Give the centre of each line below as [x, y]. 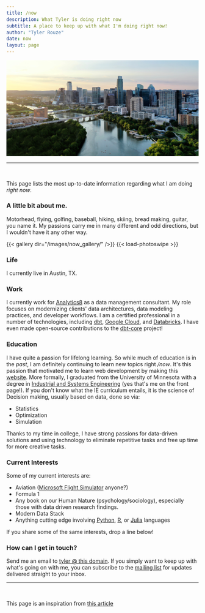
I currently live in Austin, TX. [42, 273]
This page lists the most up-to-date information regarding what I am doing [99, 183]
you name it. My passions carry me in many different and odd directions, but [102, 225]
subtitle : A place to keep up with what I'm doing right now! [87, 26]
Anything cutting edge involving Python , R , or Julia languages [93, 520]
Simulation [28, 421]
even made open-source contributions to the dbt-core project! [85, 328]
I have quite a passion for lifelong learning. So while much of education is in [101, 358]
